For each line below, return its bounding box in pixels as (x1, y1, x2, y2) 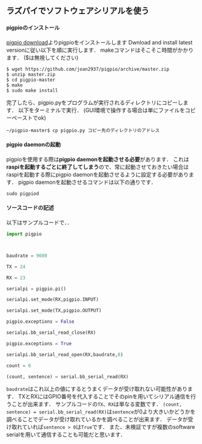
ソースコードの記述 (6, 204, 55, 211)
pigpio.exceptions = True (6, 340, 72, 347)
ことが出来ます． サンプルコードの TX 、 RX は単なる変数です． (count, (11, 401, 182, 408)
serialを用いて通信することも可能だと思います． (6, 431, 126, 439)
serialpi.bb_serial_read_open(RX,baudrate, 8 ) (6, 351, 123, 358)
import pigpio (6, 231, 42, 237)
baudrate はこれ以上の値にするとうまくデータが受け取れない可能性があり (6, 386, 188, 393)
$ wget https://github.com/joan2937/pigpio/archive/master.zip (6, 66, 170, 72)
